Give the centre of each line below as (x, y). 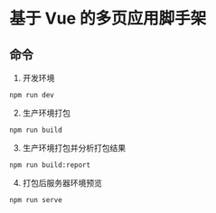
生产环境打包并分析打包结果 (74, 148)
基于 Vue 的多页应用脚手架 (108, 19)
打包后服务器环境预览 (62, 183)
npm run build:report (50, 165)
